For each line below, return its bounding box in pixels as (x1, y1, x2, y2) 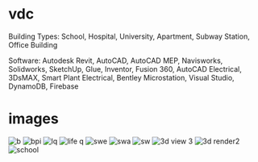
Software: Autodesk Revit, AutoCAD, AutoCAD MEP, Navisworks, (8, 56, 223, 65)
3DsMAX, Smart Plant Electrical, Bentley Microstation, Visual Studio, (8, 73, 235, 82)
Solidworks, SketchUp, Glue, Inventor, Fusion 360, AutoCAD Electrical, (8, 64, 242, 73)
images (8, 110, 59, 128)
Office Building (8, 39, 58, 49)
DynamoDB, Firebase (8, 81, 79, 91)
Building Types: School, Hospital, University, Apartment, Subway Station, (8, 31, 250, 41)
